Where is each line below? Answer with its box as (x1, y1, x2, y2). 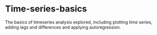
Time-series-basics (5, 3, 87, 14)
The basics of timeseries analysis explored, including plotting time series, (5, 19, 153, 25)
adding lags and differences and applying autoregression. (5, 24, 121, 30)
